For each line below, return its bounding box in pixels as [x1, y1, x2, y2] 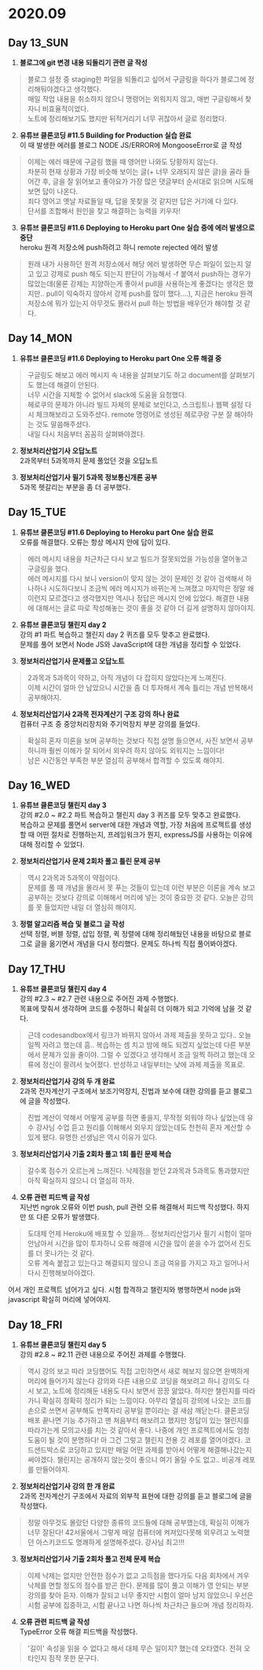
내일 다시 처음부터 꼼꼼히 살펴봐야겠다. [27, 429, 145, 439]
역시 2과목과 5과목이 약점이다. [27, 874, 120, 883]
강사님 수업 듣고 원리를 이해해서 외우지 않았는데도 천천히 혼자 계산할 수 [35, 1123, 252, 1132]
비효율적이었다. [42, 104, 89, 113]
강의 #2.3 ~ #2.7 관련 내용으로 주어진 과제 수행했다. [19, 994, 179, 1003]
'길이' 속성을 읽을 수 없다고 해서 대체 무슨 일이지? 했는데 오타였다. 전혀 [27, 1644, 243, 1653]
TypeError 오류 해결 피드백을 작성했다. [19, 1627, 138, 1636]
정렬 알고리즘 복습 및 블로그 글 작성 [19, 919, 125, 929]
